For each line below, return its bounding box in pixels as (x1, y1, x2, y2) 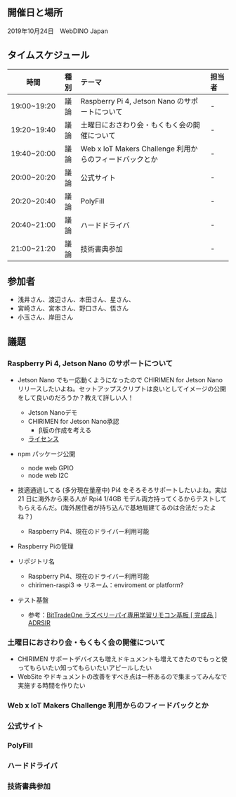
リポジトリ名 (17, 557, 55, 565)
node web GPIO (27, 464, 74, 472)
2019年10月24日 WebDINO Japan (7, 27, 109, 35)
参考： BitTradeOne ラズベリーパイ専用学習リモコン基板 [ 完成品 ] (27, 611, 218, 620)
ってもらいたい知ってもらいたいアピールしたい (17, 664, 152, 672)
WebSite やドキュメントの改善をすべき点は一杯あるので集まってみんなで (17, 672, 228, 681)
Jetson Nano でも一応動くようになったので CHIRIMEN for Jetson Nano (17, 376, 223, 384)
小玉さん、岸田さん (17, 313, 74, 322)
